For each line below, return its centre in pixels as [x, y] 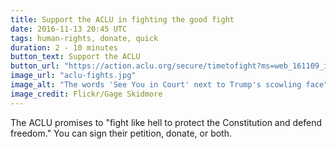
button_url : [35, 66]
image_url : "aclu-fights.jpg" [73, 76]
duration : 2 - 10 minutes [64, 47]
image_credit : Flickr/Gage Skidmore [86, 94]
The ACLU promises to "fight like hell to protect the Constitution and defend [166, 122]
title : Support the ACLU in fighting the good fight [122, 19]
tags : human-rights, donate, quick [84, 38]
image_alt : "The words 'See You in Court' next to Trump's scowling [156, 85]
